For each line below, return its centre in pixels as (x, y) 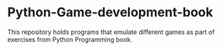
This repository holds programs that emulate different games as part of (111, 32)
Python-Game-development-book (110, 12)
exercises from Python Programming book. (70, 39)
